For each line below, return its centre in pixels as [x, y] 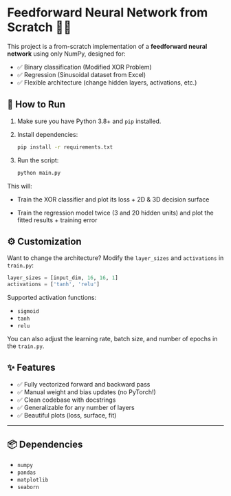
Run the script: [38, 160]
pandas [26, 473]
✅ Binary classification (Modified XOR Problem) [85, 67]
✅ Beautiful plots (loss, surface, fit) [67, 415]
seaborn [28, 487]
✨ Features [31, 368]
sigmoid [28, 312]
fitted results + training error [57, 220]
